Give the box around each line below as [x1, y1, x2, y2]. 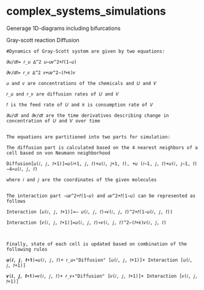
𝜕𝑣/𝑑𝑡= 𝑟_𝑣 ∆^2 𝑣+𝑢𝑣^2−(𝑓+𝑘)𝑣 [6, 69, 76, 76]
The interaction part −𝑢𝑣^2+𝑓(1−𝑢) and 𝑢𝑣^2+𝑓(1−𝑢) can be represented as [6, 193, 196, 199]
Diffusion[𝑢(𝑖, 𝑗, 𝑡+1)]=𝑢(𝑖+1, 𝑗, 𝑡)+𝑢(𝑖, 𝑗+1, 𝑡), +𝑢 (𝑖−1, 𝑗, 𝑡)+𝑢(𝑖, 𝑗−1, [6, 160, 191, 166]
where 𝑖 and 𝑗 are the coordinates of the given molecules [6, 176, 157, 183]
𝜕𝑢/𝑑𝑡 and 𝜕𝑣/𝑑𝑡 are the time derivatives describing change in [6, 112, 169, 119]
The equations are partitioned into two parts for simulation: [6, 133, 171, 140]
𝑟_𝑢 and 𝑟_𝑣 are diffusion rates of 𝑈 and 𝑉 [6, 91, 119, 97]
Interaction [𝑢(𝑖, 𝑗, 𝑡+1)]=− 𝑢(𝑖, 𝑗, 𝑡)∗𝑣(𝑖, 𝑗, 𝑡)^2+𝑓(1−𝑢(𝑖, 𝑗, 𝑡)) [6, 209, 173, 215]
